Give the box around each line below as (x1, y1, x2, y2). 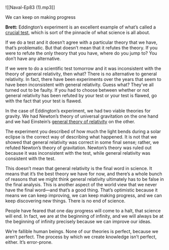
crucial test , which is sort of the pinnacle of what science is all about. (5, 30, 150, 35)
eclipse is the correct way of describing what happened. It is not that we (5, 134, 157, 140)
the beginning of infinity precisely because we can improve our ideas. (5, 218, 152, 225)
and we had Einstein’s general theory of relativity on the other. (5, 119, 135, 124)
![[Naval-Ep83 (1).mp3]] (5, 5, 55, 10)
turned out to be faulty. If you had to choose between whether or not (5, 87, 149, 93)
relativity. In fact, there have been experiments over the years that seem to (5, 76, 161, 82)
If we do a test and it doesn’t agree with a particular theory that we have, (5, 39, 158, 45)
